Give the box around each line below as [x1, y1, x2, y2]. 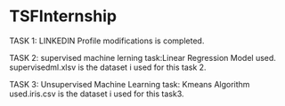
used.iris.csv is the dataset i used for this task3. [9, 88, 184, 99]
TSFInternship [9, 6, 118, 26]
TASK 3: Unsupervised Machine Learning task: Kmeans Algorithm [9, 79, 250, 89]
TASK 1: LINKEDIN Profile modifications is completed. [9, 35, 205, 46]
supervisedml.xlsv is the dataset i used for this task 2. [9, 62, 207, 72]
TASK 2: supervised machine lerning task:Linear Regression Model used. [9, 52, 276, 63]
